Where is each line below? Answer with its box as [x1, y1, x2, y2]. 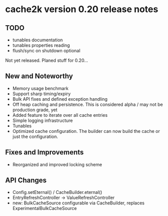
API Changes [5, 176, 47, 185]
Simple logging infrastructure [12, 117, 73, 123]
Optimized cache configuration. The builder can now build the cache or [12, 128, 160, 134]
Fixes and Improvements [5, 148, 84, 157]
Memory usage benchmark [12, 85, 69, 91]
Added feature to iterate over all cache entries [12, 112, 108, 118]
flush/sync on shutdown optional [12, 48, 81, 53]
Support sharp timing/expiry [12, 91, 71, 97]
